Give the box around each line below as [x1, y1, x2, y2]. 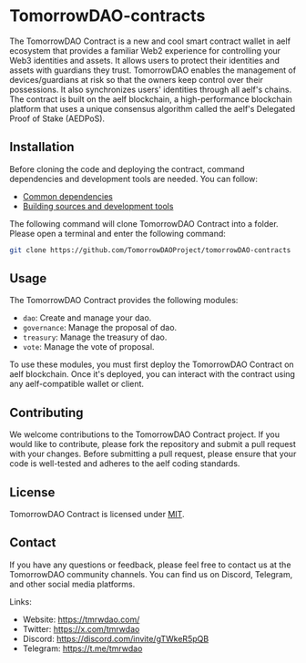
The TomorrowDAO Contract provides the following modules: [9, 295, 239, 306]
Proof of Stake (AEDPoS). [9, 113, 106, 124]
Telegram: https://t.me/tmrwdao [22, 643, 143, 654]
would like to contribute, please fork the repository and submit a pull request [9, 439, 296, 450]
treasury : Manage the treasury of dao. [22, 331, 168, 342]
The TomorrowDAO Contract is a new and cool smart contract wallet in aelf [9, 36, 291, 46]
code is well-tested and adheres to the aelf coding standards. [9, 458, 240, 469]
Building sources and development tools [22, 200, 174, 211]
